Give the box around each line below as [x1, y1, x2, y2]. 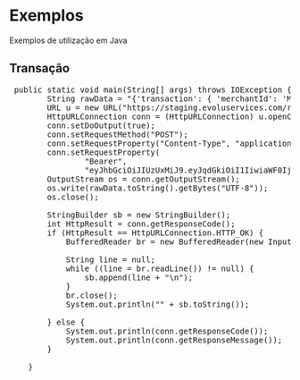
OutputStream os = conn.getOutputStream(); [46, 173, 241, 184]
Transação [9, 61, 70, 76]
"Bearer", [84, 156, 128, 166]
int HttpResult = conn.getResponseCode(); [46, 218, 236, 229]
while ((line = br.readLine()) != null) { [65, 263, 254, 274]
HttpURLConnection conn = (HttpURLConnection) [46, 111, 254, 122]
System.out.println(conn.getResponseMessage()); [65, 334, 283, 345]
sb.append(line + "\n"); [84, 272, 194, 283]
